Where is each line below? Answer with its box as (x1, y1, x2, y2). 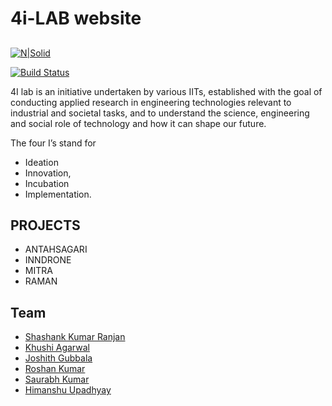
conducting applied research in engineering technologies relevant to (10, 96, 292, 108)
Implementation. (24, 188, 92, 200)
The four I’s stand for (10, 137, 97, 149)
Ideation (24, 156, 59, 168)
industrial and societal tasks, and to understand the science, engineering (10, 107, 310, 119)
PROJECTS (10, 217, 81, 234)
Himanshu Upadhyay (24, 384, 112, 396)
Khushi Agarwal (24, 342, 90, 354)
